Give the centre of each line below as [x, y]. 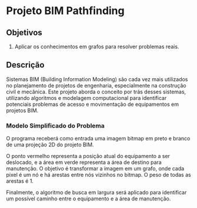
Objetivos [24, 33]
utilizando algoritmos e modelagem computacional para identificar [86, 98]
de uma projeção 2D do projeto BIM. [50, 145]
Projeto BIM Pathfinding [65, 11]
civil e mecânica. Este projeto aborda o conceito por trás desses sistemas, [96, 92]
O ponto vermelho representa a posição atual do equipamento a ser [88, 156]
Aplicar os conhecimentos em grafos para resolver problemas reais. [97, 46]
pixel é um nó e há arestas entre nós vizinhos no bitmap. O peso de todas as [98, 175]
